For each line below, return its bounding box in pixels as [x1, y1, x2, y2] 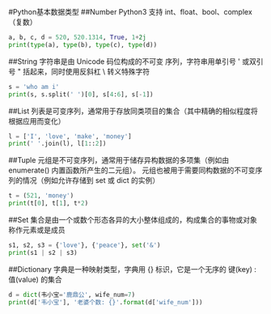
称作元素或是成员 [8, 225, 66, 235]
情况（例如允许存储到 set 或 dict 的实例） [22, 176, 160, 185]
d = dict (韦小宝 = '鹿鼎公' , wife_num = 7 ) [8, 291, 136, 299]
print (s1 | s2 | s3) [8, 248, 78, 257]
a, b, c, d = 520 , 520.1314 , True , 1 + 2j [8, 33, 147, 41]
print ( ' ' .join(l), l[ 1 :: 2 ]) [8, 140, 107, 148]
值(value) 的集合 [8, 274, 62, 284]
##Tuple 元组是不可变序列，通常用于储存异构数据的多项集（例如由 [8, 155, 230, 165]
